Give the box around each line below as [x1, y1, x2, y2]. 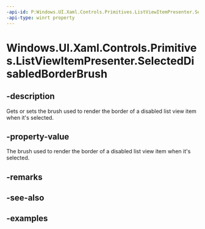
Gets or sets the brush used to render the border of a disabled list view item [6, 107, 197, 115]
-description [6, 91, 55, 101]
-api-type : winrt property [6, 15, 75, 21]
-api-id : [6, 9, 29, 15]
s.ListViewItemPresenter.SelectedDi [6, 54, 195, 68]
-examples [6, 213, 48, 224]
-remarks [6, 172, 43, 182]
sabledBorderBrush [6, 67, 108, 81]
